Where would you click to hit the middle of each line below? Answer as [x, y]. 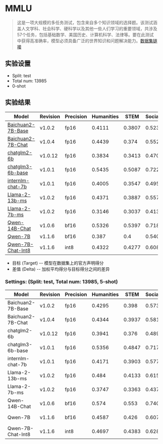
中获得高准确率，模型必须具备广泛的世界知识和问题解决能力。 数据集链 [87, 41]
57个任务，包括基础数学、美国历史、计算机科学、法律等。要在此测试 [85, 34]
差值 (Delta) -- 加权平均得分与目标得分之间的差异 [61, 269]
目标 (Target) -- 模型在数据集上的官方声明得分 [58, 263]
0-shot [19, 86]
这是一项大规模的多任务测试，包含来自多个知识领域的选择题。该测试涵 [87, 22]
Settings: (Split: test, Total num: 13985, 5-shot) [61, 282]
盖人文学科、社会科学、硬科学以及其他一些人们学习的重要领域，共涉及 [87, 28]
